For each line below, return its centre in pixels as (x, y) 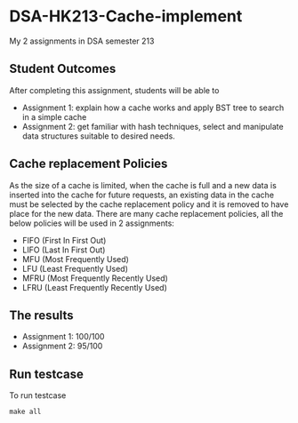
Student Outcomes (63, 69)
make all (25, 412)
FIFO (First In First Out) (64, 240)
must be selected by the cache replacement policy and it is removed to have (149, 204)
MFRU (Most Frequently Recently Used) (95, 278)
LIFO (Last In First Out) (64, 250)
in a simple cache (54, 116)
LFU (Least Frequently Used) (75, 268)
